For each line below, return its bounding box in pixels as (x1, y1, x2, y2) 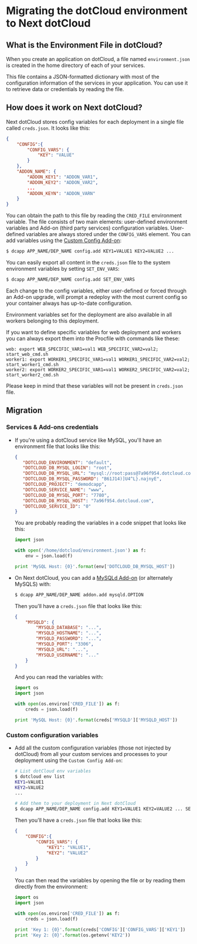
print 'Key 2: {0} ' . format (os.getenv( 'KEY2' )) (14, 932, 131, 938)
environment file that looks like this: (14, 442, 101, 450)
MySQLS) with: (14, 580, 51, 587)
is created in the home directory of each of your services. (6, 62, 145, 69)
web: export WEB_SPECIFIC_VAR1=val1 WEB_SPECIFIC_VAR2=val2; (6, 346, 159, 352)
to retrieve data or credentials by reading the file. (6, 86, 124, 92)
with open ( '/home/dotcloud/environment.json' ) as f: (14, 547, 147, 553)
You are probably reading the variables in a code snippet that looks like (14, 519, 186, 526)
